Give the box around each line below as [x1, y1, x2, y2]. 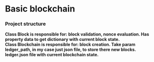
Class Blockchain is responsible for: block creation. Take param [5, 42, 136, 48]
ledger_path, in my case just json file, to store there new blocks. [5, 47, 137, 52]
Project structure [5, 21, 46, 27]
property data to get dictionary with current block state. [5, 37, 120, 42]
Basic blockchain [5, 3, 75, 14]
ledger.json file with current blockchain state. [5, 52, 99, 58]
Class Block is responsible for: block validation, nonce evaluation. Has [5, 31, 149, 37]
